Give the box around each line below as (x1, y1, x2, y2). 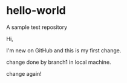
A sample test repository (6, 23, 68, 31)
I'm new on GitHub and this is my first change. (6, 46, 122, 54)
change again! (6, 70, 42, 77)
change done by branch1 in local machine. (6, 58, 111, 66)
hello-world (6, 4, 67, 17)
